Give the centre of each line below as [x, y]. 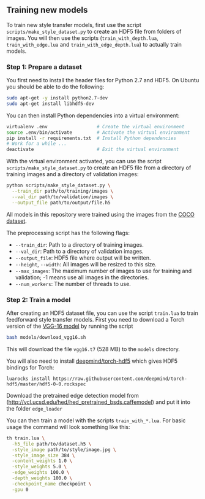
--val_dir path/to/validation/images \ [63, 197]
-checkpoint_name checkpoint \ [52, 484]
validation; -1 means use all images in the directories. [82, 277]
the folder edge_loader [35, 408]
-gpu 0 [20, 489]
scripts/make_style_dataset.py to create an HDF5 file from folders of [94, 31]
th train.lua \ [26, 438]
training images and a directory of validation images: [73, 174]
